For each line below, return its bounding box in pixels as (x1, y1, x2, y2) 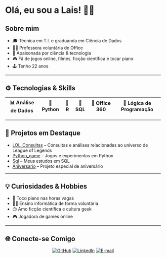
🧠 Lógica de (123, 100, 152, 107)
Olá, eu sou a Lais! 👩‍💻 (5, 4, 95, 16)
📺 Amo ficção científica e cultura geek (12, 206, 92, 212)
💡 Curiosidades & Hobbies (5, 182, 87, 191)
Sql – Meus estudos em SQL (12, 158, 70, 164)
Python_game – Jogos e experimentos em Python (12, 152, 114, 158)
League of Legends (12, 147, 52, 153)
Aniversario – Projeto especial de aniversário (12, 163, 103, 169)
